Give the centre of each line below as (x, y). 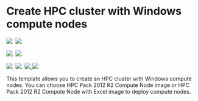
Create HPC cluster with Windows (94, 11)
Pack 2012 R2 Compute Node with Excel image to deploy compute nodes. (99, 91)
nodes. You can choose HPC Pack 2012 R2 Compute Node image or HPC (98, 85)
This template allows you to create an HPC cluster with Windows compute (99, 78)
